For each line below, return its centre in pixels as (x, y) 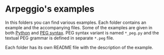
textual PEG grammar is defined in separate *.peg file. (60, 38)
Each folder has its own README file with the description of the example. (79, 47)
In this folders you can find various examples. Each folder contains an (76, 22)
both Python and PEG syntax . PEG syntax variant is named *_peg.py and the (82, 33)
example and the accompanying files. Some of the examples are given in (79, 27)
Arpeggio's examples (50, 9)
